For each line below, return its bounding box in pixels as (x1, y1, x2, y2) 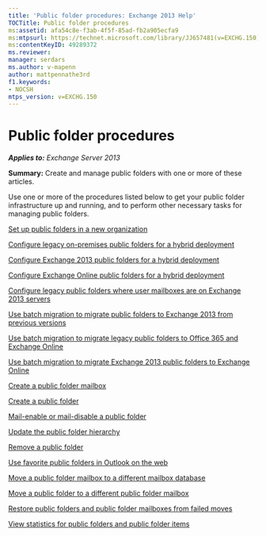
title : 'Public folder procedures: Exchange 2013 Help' (8, 11, 196, 20)
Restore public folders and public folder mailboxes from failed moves (8, 504, 233, 514)
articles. (8, 177, 35, 186)
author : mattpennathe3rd (8, 71, 90, 78)
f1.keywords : (8, 78, 51, 86)
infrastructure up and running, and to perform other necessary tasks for (8, 201, 243, 210)
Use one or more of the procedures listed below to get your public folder (8, 192, 245, 202)
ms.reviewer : (8, 48, 51, 56)
